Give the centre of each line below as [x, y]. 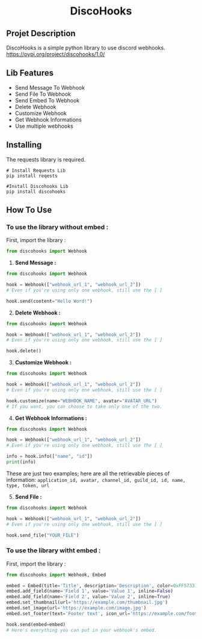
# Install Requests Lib [36, 170]
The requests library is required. [46, 159]
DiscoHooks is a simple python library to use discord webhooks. [86, 48]
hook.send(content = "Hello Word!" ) [50, 301]
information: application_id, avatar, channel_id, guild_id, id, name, [96, 479]
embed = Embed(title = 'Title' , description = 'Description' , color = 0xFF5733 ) [102, 585]
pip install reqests [32, 176]
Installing [24, 145]
